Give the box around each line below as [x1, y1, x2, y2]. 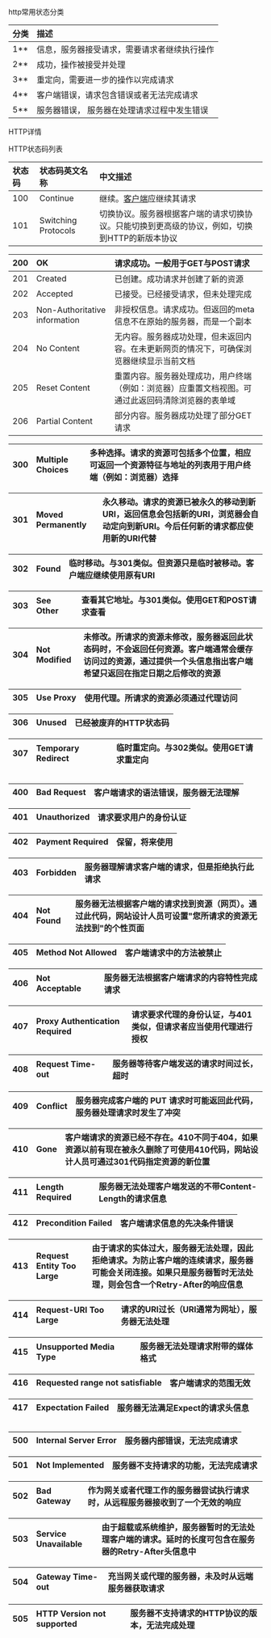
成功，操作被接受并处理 [36, 59, 127, 70]
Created [35, 273, 67, 284]
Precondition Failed [35, 1217, 113, 1228]
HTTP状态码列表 [8, 144, 63, 154]
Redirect [35, 753, 70, 764]
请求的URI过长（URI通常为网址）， [120, 1304, 249, 1314]
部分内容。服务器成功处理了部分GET [114, 410, 252, 421]
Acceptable [35, 983, 82, 993]
